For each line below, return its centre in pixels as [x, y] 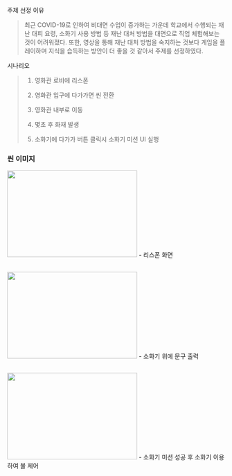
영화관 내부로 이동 [59, 110]
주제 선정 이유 [26, 10]
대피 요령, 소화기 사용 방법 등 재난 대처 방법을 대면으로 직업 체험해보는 [126, 34]
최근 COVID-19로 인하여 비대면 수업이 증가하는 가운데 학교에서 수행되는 [120, 25]
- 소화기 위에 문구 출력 [169, 356]
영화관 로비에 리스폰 [61, 80]
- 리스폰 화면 [155, 255]
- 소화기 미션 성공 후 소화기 [175, 457]
